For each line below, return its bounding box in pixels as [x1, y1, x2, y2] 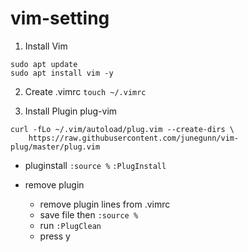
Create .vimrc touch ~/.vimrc [24, 85, 147, 97]
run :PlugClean [39, 219, 102, 231]
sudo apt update [10, 59, 78, 69]
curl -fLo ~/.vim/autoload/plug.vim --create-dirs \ [10, 124, 235, 134]
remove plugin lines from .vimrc [39, 198, 171, 210]
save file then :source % [39, 208, 139, 221]
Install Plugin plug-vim [24, 105, 118, 117]
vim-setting [10, 7, 110, 30]
